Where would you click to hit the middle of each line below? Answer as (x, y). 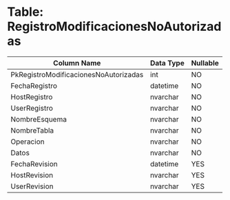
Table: (25, 12)
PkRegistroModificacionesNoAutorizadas (77, 74)
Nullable (205, 63)
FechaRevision (34, 164)
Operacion (28, 142)
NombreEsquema (39, 119)
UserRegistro (32, 108)
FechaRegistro (34, 85)
